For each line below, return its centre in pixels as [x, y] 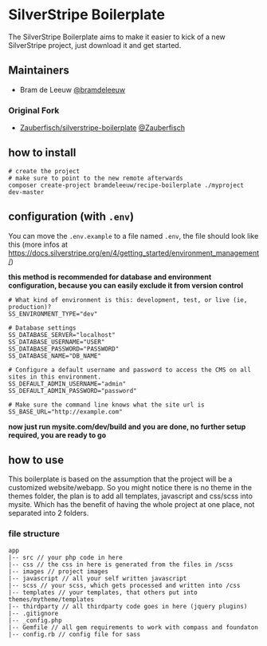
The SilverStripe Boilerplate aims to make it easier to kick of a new [117, 37]
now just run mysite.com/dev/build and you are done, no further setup [127, 426]
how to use [36, 460]
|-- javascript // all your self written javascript [98, 578]
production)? [30, 307]
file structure [34, 534]
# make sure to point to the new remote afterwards [96, 178]
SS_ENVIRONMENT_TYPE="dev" [53, 314]
